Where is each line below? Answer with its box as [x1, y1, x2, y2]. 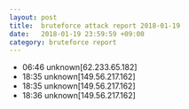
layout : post [9, 12, 58, 22]
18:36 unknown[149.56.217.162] [21, 90, 136, 101]
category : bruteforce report [9, 37, 117, 47]
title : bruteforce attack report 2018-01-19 [9, 21, 180, 30]
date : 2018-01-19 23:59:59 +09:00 [9, 29, 145, 38]
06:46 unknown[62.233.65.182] [21, 62, 138, 73]
